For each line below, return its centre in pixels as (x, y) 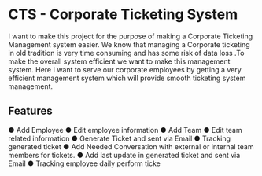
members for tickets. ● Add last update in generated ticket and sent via (124, 155)
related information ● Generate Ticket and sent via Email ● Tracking (119, 138)
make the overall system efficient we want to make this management (119, 61)
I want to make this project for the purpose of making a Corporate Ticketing (131, 36)
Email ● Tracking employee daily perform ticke (85, 163)
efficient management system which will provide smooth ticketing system (127, 78)
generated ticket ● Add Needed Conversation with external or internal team (131, 146)
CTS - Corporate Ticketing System (123, 15)
